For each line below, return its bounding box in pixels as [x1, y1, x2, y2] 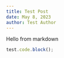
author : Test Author [6, 19, 57, 25]
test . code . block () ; [6, 47, 54, 53]
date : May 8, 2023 [6, 14, 51, 20]
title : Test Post [6, 8, 49, 15]
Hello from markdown [6, 36, 59, 43]
